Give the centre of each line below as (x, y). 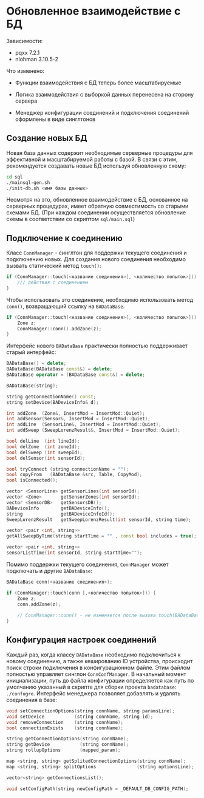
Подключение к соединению (64, 238)
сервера (26, 101)
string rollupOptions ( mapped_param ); (63, 750)
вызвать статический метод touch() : (54, 266)
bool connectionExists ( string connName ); (65, 728)
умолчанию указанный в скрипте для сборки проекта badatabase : (91, 687)
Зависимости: (25, 41)
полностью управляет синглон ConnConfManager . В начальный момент (96, 674)
